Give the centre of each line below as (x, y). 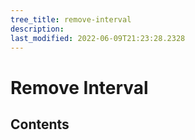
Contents (40, 124)
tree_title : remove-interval (71, 19)
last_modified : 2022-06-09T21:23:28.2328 (98, 38)
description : (37, 29)
